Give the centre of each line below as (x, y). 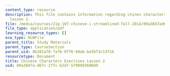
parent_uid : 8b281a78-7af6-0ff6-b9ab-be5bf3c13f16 (60, 51)
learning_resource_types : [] (36, 33)
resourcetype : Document (30, 56)
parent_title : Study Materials (38, 42)
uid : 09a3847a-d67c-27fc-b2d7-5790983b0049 (52, 65)
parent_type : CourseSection (35, 47)
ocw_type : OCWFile (25, 38)
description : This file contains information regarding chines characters (86, 14)
